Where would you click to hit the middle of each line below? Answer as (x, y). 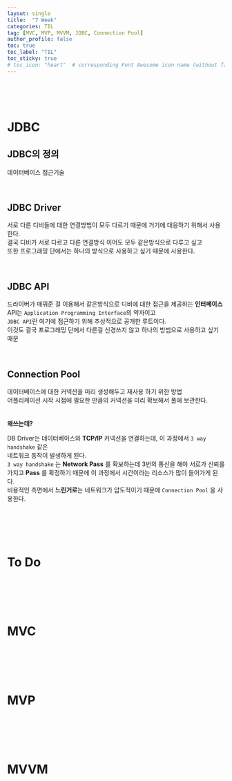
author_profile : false (40, 39)
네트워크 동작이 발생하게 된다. (47, 456)
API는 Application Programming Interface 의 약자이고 (81, 313)
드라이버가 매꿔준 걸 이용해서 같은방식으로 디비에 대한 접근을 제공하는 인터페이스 (115, 304)
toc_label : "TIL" (32, 52)
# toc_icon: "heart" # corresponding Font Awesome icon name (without (112, 65)
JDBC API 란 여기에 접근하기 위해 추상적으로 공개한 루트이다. (87, 321)
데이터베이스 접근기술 (36, 172)
